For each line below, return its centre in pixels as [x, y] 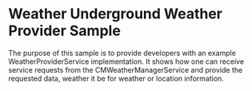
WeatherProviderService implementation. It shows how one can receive [126, 61]
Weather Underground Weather [115, 14]
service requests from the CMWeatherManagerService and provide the [126, 69]
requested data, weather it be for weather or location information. [116, 78]
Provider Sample [65, 31]
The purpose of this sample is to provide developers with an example [122, 53]
